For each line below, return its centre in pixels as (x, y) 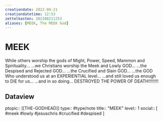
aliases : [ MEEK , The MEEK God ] (37, 23)
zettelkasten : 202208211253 (34, 18)
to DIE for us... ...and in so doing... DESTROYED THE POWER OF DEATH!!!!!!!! (82, 81)
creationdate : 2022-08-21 (31, 9)
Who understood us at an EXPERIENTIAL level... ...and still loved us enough (81, 76)
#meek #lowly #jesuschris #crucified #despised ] (55, 113)
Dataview (20, 96)
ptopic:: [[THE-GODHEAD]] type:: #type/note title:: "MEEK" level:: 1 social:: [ (81, 108)
